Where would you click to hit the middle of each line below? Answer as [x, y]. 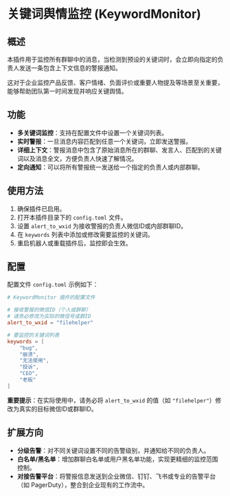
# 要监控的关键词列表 [33, 335]
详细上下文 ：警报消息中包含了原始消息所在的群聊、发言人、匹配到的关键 [119, 150]
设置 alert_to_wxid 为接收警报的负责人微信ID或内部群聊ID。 [102, 226]
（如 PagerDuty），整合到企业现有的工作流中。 [83, 484]
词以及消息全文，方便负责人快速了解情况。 [77, 158]
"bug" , [29, 348]
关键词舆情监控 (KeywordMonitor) [104, 14]
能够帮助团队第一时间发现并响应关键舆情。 [67, 91]
